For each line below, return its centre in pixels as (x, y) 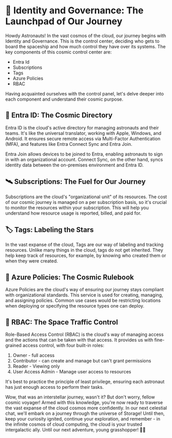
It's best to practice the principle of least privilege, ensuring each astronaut (85, 382)
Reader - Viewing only (36, 366)
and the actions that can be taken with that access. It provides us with (79, 340)
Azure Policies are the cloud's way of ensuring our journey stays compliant (84, 290)
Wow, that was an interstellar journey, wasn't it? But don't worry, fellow (80, 397)
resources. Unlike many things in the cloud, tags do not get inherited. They (84, 250)
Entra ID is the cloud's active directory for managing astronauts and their (82, 127)
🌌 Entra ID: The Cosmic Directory (59, 115)
